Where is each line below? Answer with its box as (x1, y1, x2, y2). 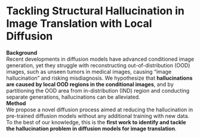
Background (6, 49, 38, 56)
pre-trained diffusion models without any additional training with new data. (6, 112, 190, 120)
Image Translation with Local (6, 17, 152, 30)
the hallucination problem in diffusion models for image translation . (6, 125, 177, 132)
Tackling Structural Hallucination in (6, 4, 185, 18)
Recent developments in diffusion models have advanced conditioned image (6, 55, 195, 62)
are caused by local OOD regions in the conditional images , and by (6, 80, 174, 87)
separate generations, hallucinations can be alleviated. (6, 93, 140, 101)
